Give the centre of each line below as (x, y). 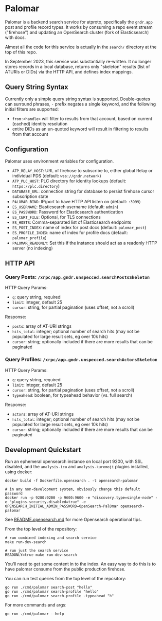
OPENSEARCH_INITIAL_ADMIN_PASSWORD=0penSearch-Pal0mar (62, 506)
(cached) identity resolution (40, 124)
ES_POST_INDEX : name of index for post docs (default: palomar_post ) (79, 227)
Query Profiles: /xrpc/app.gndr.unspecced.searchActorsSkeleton (81, 359)
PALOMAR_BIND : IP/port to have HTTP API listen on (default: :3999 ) (76, 201)
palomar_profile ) (29, 238)
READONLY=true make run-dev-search (41, 555)
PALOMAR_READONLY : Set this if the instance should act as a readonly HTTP (84, 243)
